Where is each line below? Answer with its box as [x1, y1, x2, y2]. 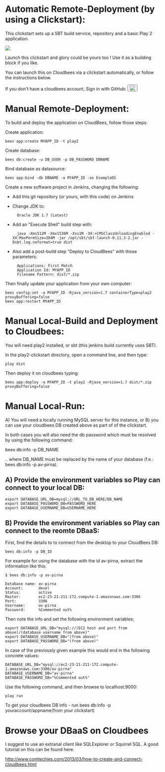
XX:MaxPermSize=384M [12, 235, 55, 240]
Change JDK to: [12, 203, 45, 209]
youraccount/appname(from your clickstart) [5, 708, 95, 714]
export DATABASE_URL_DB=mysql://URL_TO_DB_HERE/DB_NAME [5, 496, 123, 501]
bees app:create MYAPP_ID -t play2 [5, 139, 79, 144]
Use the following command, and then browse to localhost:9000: [5, 684, 138, 690]
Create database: [5, 147, 41, 153]
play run [5, 694, 23, 699]
